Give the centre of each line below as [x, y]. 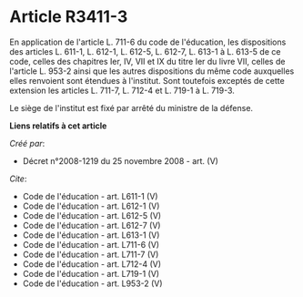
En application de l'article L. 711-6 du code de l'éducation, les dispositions [148, 42]
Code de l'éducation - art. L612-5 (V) [92, 215]
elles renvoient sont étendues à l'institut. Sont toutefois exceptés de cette [147, 80]
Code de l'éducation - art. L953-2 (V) [92, 283]
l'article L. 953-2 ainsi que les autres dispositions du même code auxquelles [152, 71]
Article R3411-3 [69, 17]
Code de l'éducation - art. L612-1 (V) [91, 206]
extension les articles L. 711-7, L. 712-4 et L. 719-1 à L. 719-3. [122, 90]
